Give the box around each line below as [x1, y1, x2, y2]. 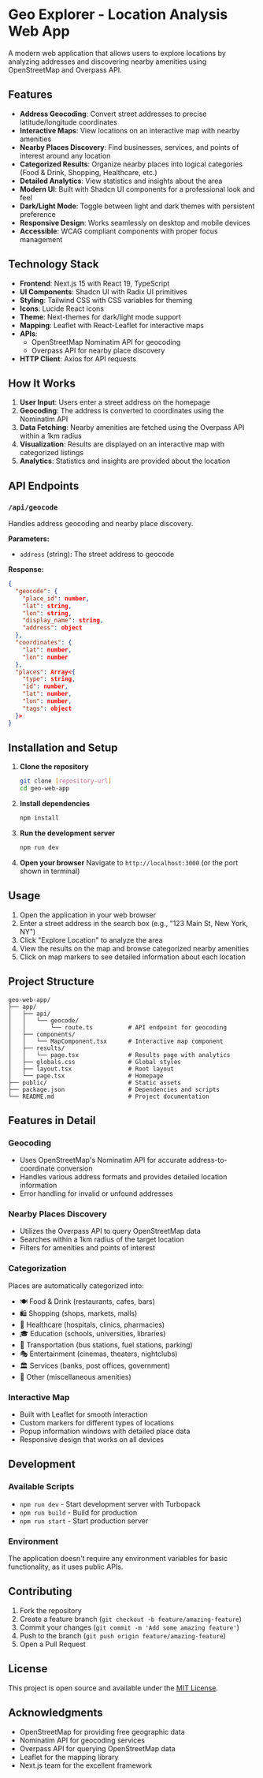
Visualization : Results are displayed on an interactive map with [19, 439, 224, 449]
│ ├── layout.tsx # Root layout [8, 1065, 175, 1073]
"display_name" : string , [22, 617, 104, 625]
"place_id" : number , [22, 594, 90, 603]
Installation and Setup [8, 741, 118, 754]
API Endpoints [8, 479, 80, 492]
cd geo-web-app [19, 785, 70, 793]
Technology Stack [8, 258, 99, 271]
